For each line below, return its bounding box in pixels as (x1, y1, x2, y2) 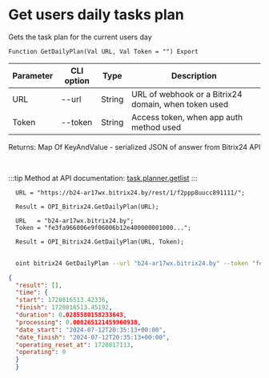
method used (131, 122, 182, 133)
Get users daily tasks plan (8, 6, 184, 24)
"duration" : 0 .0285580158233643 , (15, 311, 127, 320)
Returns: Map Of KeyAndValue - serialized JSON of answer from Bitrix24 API (8, 142, 261, 151)
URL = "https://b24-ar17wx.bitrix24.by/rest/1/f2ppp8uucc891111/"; (15, 188, 246, 197)
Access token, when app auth (131, 111, 243, 123)
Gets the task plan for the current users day (8, 32, 152, 42)
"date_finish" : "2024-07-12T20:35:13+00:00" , (15, 333, 171, 341)
